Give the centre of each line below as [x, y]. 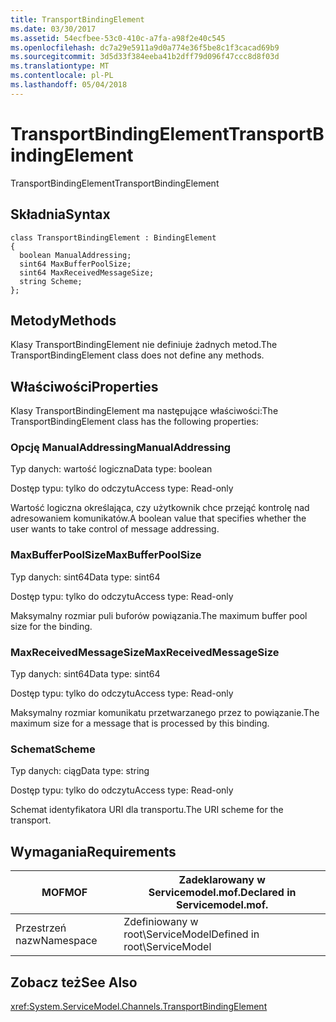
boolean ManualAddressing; [75, 255]
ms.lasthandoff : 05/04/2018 [69, 85]
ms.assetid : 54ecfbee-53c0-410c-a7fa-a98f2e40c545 [118, 38]
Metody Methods [63, 320]
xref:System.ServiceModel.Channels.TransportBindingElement [139, 1006]
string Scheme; [51, 281]
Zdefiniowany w [161, 922]
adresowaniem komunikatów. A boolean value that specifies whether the [158, 518]
